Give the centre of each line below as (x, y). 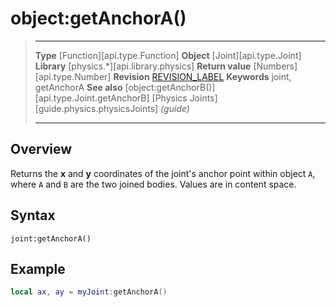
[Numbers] (275, 66)
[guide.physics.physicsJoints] (96, 108)
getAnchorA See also (78, 87)
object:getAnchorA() (98, 18)
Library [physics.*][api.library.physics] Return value (143, 66)
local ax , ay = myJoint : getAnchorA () (89, 292)
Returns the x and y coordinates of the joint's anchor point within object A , (163, 173)
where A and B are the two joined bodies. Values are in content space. (153, 184)
